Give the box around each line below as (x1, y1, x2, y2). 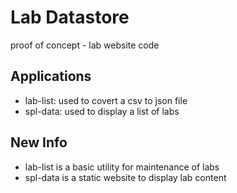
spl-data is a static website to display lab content (24, 171, 227, 183)
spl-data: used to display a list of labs (24, 105, 180, 117)
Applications (10, 68, 92, 85)
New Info (10, 134, 68, 151)
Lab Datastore (10, 6, 130, 29)
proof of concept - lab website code (10, 39, 160, 51)
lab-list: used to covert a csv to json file (24, 94, 188, 106)
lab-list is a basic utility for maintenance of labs (24, 161, 220, 173)
